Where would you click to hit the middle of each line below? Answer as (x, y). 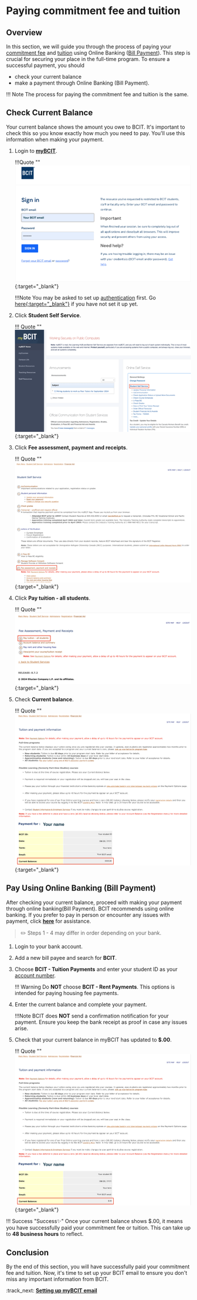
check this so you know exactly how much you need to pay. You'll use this (96, 133)
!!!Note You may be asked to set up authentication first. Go (85, 298)
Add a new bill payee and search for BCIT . (66, 958)
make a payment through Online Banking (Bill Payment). (82, 83)
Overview (24, 33)
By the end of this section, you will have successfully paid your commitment (98, 1267)
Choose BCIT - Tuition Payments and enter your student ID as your (96, 969)
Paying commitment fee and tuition (93, 11)
